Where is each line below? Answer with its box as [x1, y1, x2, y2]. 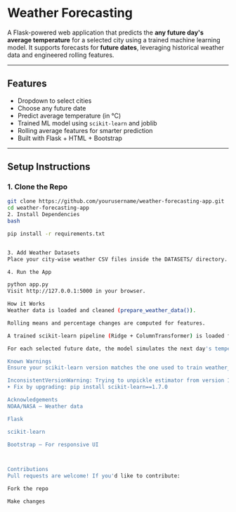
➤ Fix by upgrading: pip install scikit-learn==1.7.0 [7, 384, 169, 391]
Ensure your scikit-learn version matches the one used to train [7, 364, 202, 371]
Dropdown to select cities [17, 96, 92, 105]
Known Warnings [7, 358, 52, 365]
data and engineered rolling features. [7, 51, 114, 59]
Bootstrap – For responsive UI [7, 441, 99, 448]
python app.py [7, 281, 49, 288]
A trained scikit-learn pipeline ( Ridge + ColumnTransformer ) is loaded [7, 332, 225, 339]
